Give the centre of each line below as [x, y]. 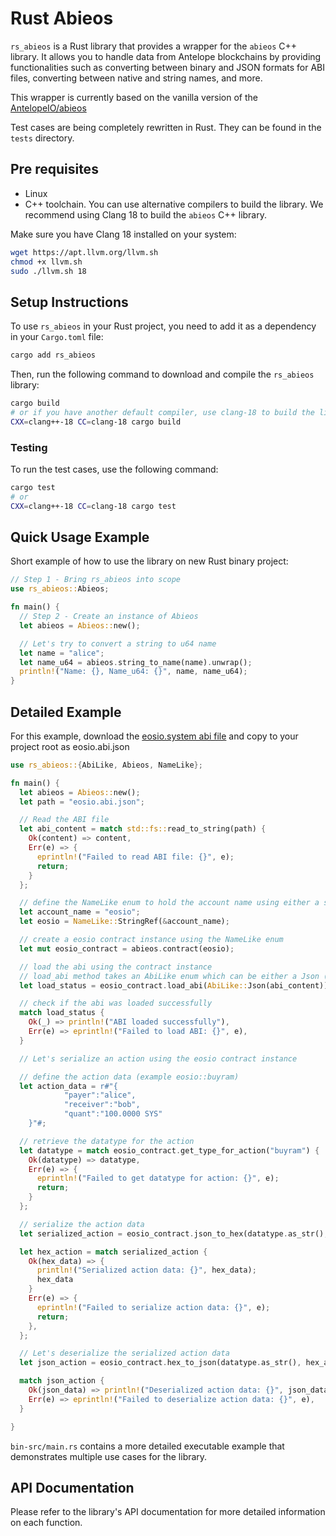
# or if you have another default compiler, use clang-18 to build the [162, 412]
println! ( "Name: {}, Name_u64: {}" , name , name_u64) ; [133, 672]
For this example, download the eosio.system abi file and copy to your [154, 736]
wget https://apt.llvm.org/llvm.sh [84, 252]
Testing [29, 447]
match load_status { [62, 1013]
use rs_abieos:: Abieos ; [60, 589]
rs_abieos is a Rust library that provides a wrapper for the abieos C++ [154, 46]
